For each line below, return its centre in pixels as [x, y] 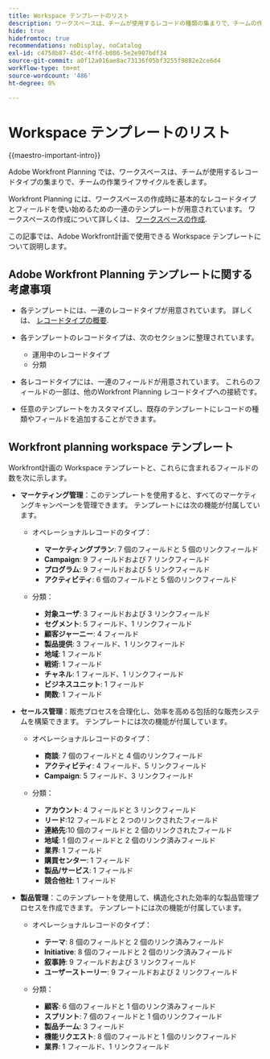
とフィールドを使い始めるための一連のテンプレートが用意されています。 [127, 209]
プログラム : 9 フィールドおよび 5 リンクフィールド [127, 569]
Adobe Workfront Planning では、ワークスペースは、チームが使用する [123, 172]
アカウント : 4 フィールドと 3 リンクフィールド [120, 810]
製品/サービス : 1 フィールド [89, 871]
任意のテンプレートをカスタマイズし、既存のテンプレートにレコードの [136, 409]
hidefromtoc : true [39, 38]
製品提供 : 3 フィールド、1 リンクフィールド [115, 644]
